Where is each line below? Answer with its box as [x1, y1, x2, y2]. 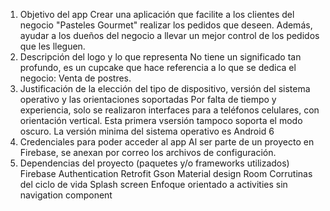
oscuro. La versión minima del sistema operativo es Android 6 [19, 125, 275, 137]
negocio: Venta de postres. [19, 72, 132, 84]
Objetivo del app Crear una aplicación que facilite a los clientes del [19, 9, 295, 20]
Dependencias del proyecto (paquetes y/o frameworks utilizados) [19, 157, 290, 169]
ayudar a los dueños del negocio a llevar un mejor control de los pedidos [19, 30, 320, 41]
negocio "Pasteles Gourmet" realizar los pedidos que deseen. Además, [19, 19, 313, 31]
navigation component [19, 189, 113, 201]
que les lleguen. [19, 40, 86, 52]
